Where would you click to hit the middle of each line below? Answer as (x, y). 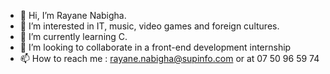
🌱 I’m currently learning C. (73, 36)
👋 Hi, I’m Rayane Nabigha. (73, 15)
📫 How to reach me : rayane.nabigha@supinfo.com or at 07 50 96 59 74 (169, 58)
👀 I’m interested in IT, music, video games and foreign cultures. (149, 26)
